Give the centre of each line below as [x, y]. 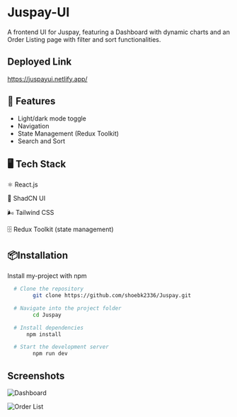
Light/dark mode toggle [52, 118]
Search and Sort [41, 141]
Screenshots [36, 376]
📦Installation [38, 255]
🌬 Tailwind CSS [31, 213]
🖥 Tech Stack [37, 164]
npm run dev [51, 354]
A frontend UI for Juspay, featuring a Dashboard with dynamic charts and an [118, 32]
